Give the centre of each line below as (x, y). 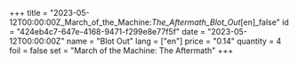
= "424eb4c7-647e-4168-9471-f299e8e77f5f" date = (108, 31)
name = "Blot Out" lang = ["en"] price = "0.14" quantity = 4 (174, 41)
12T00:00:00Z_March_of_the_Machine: (81, 22)
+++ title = (29, 13)
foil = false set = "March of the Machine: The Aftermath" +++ (121, 51)
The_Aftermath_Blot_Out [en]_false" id (220, 22)
